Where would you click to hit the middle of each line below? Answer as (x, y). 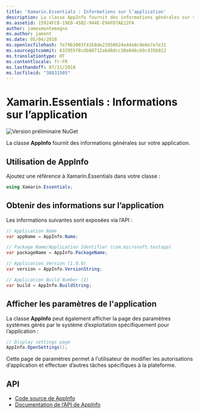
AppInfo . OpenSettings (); (37, 347)
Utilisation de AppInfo (48, 162)
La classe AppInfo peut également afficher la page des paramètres (88, 318)
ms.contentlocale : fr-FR (37, 61)
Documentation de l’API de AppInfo (58, 405)
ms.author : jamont (29, 34)
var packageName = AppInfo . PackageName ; (57, 253)
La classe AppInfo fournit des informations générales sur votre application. (98, 143)
